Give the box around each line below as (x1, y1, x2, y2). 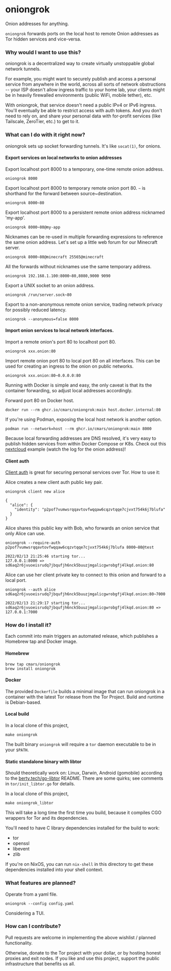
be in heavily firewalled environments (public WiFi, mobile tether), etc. (5, 92, 152, 98)
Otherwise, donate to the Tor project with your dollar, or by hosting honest (5, 949, 161, 956)
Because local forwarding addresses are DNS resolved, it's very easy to (5, 435, 157, 441)
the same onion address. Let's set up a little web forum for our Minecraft (5, 239, 158, 245)
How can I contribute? (5, 923, 61, 930)
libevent (12, 846, 30, 852)
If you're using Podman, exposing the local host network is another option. (5, 416, 162, 422)
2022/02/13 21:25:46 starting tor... (5, 554, 86, 559)
